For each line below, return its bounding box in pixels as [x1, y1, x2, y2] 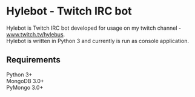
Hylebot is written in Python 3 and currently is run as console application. [6, 37, 190, 44]
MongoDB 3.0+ [6, 77, 44, 84]
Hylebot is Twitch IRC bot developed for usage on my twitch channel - [6, 24, 182, 32]
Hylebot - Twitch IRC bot [6, 4, 132, 18]
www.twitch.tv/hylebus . [6, 30, 65, 38]
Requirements [6, 55, 61, 65]
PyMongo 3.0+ [6, 84, 44, 91]
